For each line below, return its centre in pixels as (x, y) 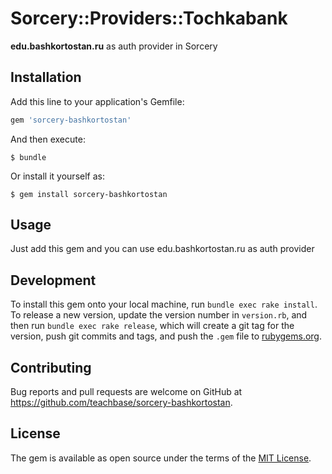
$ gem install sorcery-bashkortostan (89, 194)
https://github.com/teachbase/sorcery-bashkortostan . (121, 403)
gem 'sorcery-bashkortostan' (71, 120)
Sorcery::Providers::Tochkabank (149, 18)
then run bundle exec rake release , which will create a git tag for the (152, 326)
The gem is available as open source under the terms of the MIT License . (161, 458)
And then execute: (48, 139)
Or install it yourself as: (57, 176)
